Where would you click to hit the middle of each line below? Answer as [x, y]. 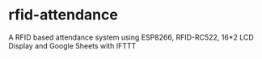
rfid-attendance [63, 15]
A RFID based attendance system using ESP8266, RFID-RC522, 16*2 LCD [131, 37]
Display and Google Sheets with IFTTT [72, 45]
